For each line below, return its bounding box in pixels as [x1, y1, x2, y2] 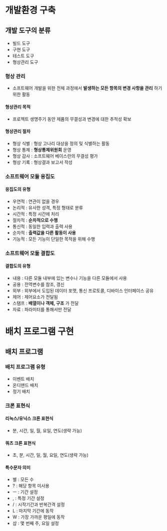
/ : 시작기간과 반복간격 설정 [12, 501, 65, 507]
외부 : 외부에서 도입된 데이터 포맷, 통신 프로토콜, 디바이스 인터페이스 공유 [12, 288, 154, 294]
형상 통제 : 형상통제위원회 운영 [12, 146, 71, 153]
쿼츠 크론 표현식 [5, 440, 36, 446]
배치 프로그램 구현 [5, 326, 74, 337]
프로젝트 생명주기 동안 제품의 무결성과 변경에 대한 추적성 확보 [12, 116, 131, 122]
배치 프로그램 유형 [5, 364, 46, 371]
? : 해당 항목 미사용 [12, 483, 49, 489]
